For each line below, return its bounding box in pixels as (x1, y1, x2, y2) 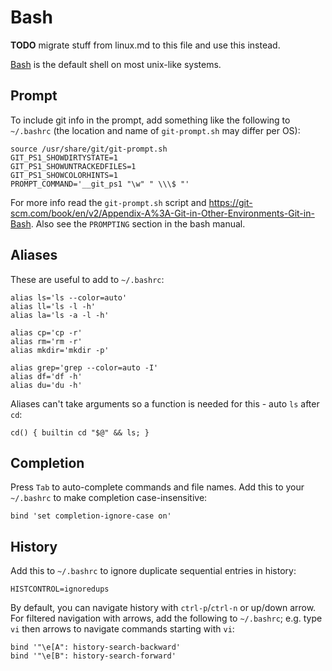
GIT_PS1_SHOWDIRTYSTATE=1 (10, 152, 118, 163)
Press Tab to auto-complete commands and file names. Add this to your (10, 481, 305, 493)
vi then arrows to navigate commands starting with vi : (10, 623, 235, 635)
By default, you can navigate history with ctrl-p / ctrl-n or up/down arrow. (10, 602, 317, 614)
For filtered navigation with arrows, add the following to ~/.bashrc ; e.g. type (10, 612, 323, 625)
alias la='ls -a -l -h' (10, 310, 110, 320)
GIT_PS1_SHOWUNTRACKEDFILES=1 (10, 161, 137, 171)
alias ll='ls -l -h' (10, 301, 97, 311)
